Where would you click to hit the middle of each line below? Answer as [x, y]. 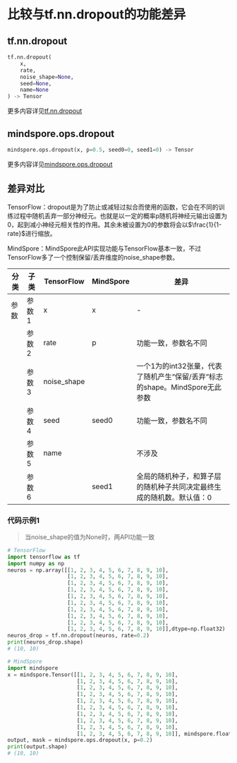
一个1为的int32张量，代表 [179, 366]
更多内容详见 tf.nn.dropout [45, 111]
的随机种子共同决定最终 [175, 486]
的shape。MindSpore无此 [179, 387]
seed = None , [36, 83]
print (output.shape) [38, 747]
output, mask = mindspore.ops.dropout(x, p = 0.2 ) [80, 740]
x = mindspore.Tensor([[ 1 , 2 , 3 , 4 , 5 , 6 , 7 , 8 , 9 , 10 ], [93, 675]
